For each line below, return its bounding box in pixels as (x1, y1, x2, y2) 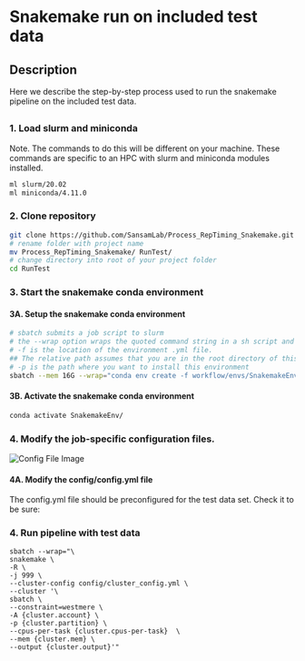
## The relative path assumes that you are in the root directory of (9, 353, 279, 363)
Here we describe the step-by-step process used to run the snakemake (9, 86, 277, 97)
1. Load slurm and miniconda (9, 122, 138, 135)
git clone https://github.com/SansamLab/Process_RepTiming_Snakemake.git (9, 230, 295, 239)
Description (9, 62, 77, 77)
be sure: (9, 503, 41, 515)
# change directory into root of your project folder (9, 256, 218, 265)
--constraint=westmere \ (9, 603, 103, 612)
